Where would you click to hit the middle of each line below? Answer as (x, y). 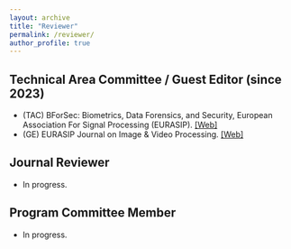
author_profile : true (50, 43)
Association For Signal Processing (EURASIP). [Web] (120, 125)
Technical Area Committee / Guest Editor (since (145, 79)
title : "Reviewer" (44, 26)
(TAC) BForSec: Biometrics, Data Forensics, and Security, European (147, 115)
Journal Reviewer (59, 163)
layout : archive (40, 18)
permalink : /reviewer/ (52, 34)
